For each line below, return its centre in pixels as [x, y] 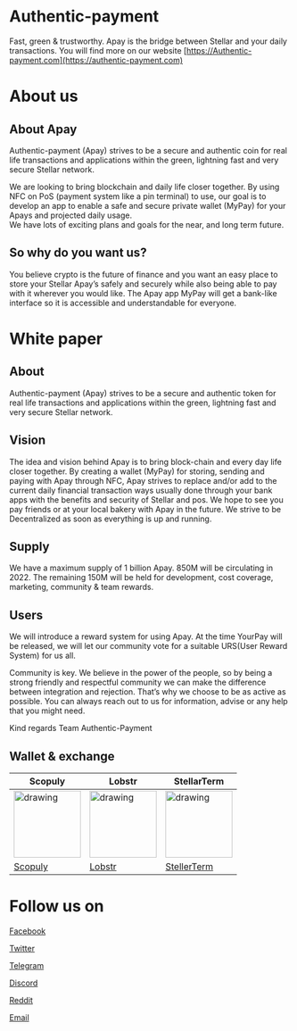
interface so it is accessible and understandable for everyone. [123, 303]
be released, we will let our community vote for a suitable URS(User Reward [148, 646]
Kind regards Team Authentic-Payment [81, 728]
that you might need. [47, 711]
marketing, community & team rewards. [82, 587]
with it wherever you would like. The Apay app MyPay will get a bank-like [144, 293]
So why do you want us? [78, 253]
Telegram [27, 965]
